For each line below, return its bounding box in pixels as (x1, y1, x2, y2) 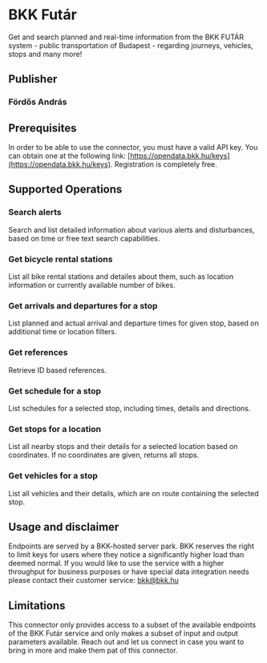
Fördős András (8, 96, 67, 107)
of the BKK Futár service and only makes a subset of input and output (8, 629, 239, 638)
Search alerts (8, 207, 62, 218)
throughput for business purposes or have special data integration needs (8, 567, 250, 576)
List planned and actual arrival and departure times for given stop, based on (8, 318, 259, 328)
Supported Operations (8, 183, 123, 196)
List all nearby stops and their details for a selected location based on (8, 442, 238, 451)
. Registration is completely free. (110, 160, 218, 169)
